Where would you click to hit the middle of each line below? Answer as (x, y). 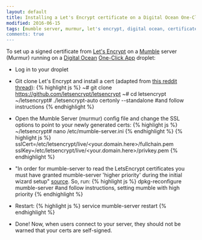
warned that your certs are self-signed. (63, 230)
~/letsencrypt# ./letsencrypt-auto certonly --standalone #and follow (99, 101)
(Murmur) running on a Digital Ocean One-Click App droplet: (81, 58)
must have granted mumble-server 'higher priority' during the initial (98, 175)
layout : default (26, 12)
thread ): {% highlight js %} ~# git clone (63, 87)
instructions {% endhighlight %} (55, 107)
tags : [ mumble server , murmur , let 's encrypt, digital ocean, (86, 29)
